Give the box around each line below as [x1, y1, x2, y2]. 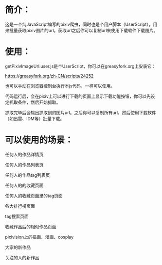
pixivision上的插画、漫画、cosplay [5, 234, 74, 240]
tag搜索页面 [5, 213, 29, 219]
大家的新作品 [5, 244, 31, 250]
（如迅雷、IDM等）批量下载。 [5, 116, 65, 121]
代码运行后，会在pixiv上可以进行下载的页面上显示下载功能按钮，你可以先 [5, 93, 151, 99]
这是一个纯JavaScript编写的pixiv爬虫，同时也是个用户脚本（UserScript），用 [5, 21, 158, 27]
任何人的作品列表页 [5, 162, 44, 167]
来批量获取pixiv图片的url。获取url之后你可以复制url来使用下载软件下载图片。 [5, 27, 158, 33]
